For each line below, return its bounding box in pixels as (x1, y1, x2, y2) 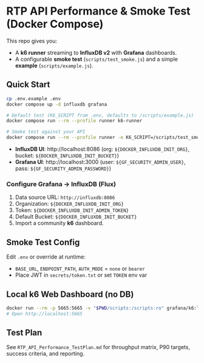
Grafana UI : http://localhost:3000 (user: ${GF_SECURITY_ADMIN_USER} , (15, 158, 186, 165)
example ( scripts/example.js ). (15, 62, 93, 69)
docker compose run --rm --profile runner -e (6, 135, 123, 141)
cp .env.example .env (6, 95, 61, 101)
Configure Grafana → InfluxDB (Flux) (6, 180, 117, 188)
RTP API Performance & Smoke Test (6, 4, 191, 18)
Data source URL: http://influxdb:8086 (15, 194, 115, 201)
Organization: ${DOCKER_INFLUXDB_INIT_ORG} (15, 200, 124, 208)
